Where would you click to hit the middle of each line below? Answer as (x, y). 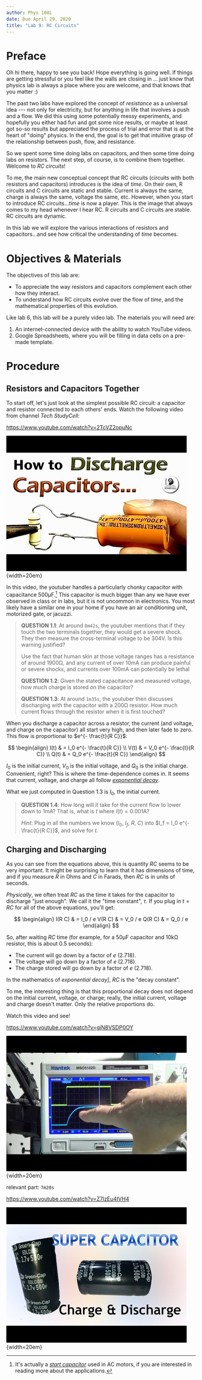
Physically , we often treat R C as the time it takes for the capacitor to (90, 895)
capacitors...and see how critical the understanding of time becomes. (92, 234)
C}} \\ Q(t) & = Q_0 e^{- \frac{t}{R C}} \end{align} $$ (101, 754)
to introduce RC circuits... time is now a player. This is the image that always (99, 203)
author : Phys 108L (29, 13)
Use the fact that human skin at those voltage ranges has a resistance (107, 656)
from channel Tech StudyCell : (43, 416)
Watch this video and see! (38, 1016)
